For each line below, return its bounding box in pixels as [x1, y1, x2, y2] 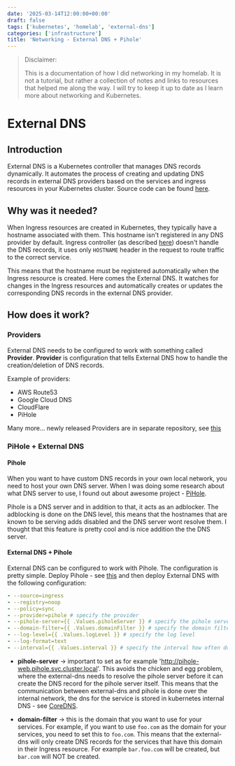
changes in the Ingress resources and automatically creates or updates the [7, 281, 223, 290]
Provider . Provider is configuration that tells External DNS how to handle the [7, 353, 228, 362]
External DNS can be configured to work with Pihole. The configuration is [7, 564, 218, 572]
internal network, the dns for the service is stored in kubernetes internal [17, 694, 225, 702]
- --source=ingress [7, 592, 64, 599]
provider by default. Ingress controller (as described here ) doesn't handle [7, 238, 219, 246]
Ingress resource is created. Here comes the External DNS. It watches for [7, 274, 219, 282]
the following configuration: [7, 579, 87, 587]
